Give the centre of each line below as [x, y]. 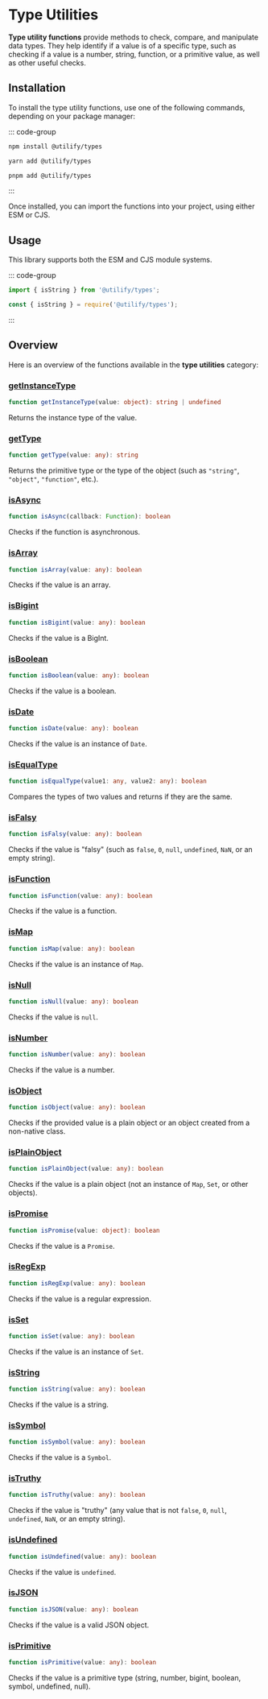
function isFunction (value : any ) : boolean [80, 895]
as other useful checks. [47, 63]
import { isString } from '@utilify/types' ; [84, 290]
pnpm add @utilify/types [50, 176]
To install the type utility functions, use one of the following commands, [127, 107]
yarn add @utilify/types [50, 161]
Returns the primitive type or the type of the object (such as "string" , [124, 471]
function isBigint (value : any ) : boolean [77, 622]
